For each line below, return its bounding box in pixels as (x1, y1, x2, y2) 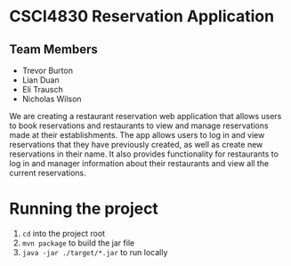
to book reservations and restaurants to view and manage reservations (9, 120, 269, 131)
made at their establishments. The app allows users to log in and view (9, 130, 265, 140)
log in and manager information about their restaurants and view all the (9, 158, 270, 168)
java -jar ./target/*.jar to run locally (21, 246, 168, 257)
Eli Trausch (21, 85, 64, 94)
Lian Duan (21, 75, 60, 85)
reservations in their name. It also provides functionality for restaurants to (9, 149, 279, 159)
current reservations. (9, 167, 86, 178)
